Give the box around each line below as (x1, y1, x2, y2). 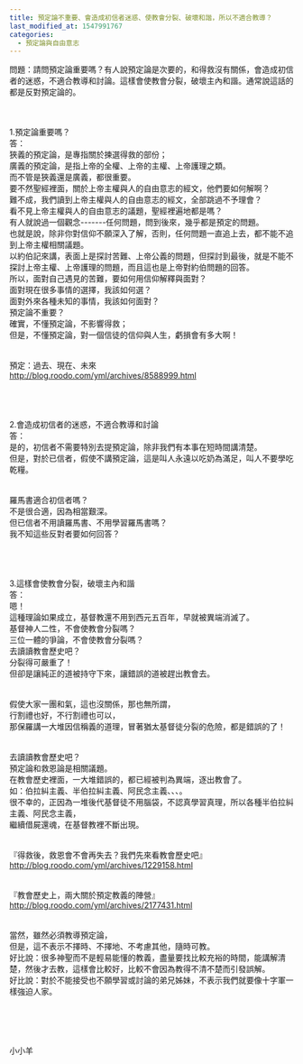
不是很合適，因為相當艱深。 (9, 506, 113, 517)
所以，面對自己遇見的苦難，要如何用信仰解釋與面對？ (9, 273, 207, 284)
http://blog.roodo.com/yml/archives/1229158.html (9, 860, 194, 871)
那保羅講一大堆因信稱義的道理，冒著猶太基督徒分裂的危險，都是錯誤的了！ (9, 721, 286, 732)
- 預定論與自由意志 (17, 38, 79, 48)
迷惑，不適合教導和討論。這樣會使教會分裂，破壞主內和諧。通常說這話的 (24, 76, 294, 87)
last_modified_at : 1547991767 (9, 22, 124, 31)
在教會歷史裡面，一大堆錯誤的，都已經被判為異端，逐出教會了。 (9, 775, 246, 785)
